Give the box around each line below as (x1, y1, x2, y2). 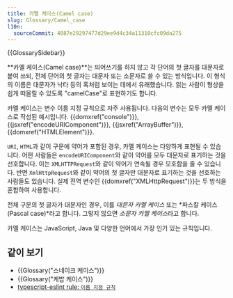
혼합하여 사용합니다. (7, 186, 61, 194)
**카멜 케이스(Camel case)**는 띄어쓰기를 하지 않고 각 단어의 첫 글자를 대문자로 (7, 63, 225, 72)
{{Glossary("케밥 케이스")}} (17, 275, 94, 283)
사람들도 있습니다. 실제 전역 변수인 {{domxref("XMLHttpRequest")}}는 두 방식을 (7, 177, 227, 185)
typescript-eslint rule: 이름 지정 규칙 (17, 283, 116, 291)
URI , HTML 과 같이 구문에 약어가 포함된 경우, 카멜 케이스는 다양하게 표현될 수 (7, 142, 209, 150)
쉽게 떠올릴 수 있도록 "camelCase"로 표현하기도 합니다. (7, 89, 158, 97)
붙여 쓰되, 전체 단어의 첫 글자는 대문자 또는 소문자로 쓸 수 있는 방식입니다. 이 (7, 72, 213, 80)
